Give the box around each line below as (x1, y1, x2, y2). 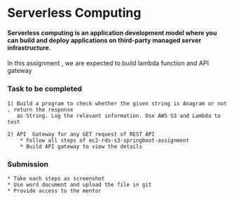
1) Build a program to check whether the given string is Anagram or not (7, 100, 228, 107)
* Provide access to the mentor (7, 187, 102, 194)
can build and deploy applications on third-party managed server (7, 36, 202, 44)
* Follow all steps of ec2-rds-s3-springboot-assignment (20, 137, 190, 144)
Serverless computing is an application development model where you (7, 28, 217, 36)
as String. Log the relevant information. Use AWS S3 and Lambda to (16, 112, 221, 119)
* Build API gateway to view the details (20, 142, 142, 150)
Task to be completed (7, 84, 83, 94)
